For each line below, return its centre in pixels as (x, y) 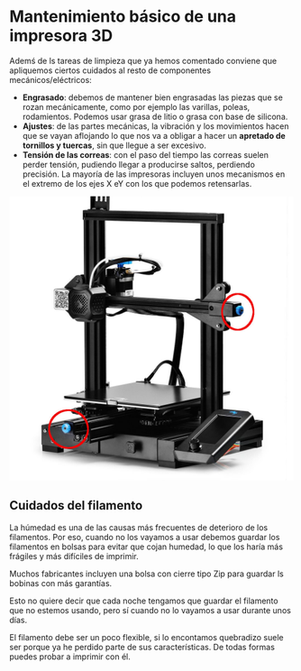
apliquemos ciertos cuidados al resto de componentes (110, 70)
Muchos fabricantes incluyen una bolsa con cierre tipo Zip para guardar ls (146, 574)
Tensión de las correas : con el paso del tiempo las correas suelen (145, 154)
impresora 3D (61, 36)
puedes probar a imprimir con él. (70, 657)
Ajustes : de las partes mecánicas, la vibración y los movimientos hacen (155, 126)
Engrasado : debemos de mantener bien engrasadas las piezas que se (153, 97)
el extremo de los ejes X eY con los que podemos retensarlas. (137, 183)
